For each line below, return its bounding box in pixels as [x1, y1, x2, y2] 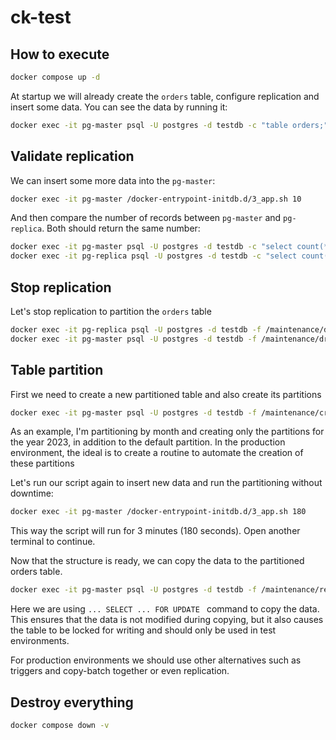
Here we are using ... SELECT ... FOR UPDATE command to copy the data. [10, 603, 320, 615]
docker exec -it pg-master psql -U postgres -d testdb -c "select [10, 242, 293, 252]
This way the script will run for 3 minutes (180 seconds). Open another [10, 525, 301, 537]
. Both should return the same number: [41, 222, 201, 235]
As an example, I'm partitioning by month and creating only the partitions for [10, 426, 325, 438]
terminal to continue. [10, 536, 96, 548]
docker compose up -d [10, 72, 101, 82]
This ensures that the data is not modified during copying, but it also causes [10, 614, 324, 626]
